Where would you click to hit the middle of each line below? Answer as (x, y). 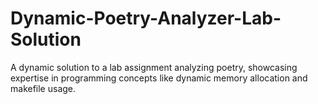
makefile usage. (43, 88)
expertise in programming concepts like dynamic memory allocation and (159, 78)
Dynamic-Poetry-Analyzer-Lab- (146, 18)
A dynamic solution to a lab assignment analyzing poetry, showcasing (154, 67)
